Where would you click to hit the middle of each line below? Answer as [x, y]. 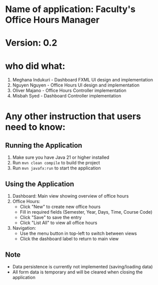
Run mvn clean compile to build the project [56, 163]
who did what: [35, 66]
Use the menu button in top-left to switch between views [78, 233]
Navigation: [24, 228]
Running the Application [44, 145]
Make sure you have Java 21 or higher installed [61, 157]
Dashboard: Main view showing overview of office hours [70, 196]
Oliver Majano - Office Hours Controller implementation [69, 90]
